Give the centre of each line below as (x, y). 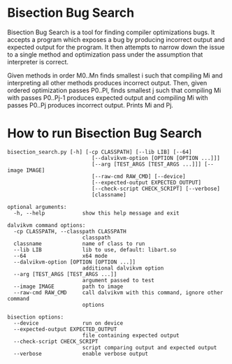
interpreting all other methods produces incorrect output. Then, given (107, 82)
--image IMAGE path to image (68, 286)
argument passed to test (118, 280)
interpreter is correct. (38, 61)
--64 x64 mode (61, 256)
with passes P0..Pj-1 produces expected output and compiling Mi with (108, 97)
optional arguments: (37, 207)
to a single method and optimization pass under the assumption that (105, 54)
